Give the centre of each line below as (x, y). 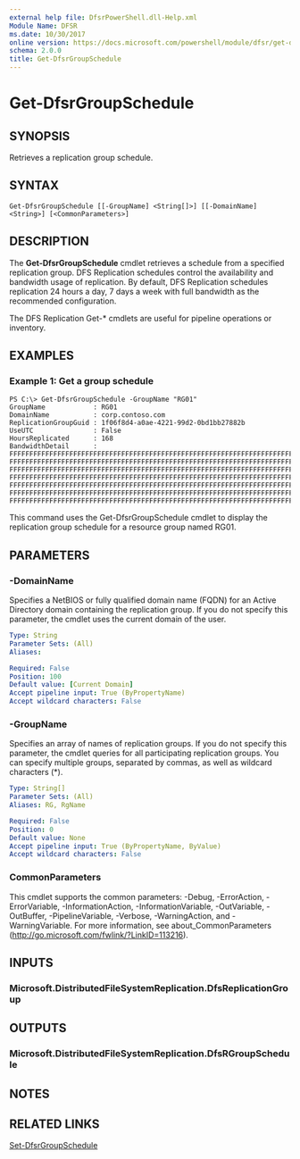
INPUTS (31, 962)
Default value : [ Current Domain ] (71, 685)
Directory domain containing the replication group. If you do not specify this (149, 609)
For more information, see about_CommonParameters (173, 925)
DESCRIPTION (49, 242)
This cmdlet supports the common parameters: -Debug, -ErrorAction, (137, 896)
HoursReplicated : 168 (62, 438)
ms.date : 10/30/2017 (48, 34)
